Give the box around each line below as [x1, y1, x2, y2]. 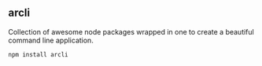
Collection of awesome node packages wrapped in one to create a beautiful [8, 27, 254, 36]
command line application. [8, 35, 94, 45]
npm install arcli [8, 50, 68, 58]
